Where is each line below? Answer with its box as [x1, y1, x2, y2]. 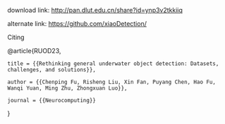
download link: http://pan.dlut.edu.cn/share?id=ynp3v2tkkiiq [7, 6, 183, 14]
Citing [7, 33, 25, 41]
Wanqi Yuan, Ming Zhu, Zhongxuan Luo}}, [7, 85, 128, 92]
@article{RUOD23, [7, 47, 61, 55]
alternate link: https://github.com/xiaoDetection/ [7, 20, 147, 27]
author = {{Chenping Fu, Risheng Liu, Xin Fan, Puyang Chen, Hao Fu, [7, 78, 217, 85]
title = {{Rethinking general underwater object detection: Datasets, [7, 60, 219, 67]
